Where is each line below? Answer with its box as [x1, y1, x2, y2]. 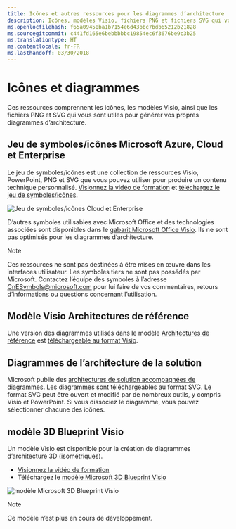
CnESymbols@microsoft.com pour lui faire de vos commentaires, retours [7, 282, 218, 291]
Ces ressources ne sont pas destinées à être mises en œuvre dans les [7, 260, 211, 268]
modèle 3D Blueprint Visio [7, 426, 124, 438]
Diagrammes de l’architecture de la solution [7, 357, 202, 369]
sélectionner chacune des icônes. [7, 405, 105, 414]
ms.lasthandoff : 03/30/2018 [7, 50, 90, 57]
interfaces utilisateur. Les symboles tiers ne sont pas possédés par [7, 267, 201, 276]
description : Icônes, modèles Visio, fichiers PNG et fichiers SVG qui [7, 17, 221, 24]
